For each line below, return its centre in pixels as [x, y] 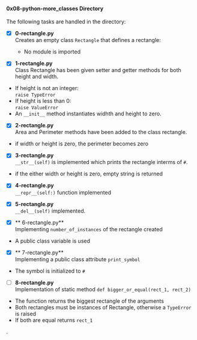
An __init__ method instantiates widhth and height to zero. [88, 114]
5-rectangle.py [34, 204]
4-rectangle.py [34, 186]
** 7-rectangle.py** [39, 252]
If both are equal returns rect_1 [54, 320]
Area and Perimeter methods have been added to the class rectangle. [101, 132]
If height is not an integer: [47, 88]
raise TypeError [35, 95]
